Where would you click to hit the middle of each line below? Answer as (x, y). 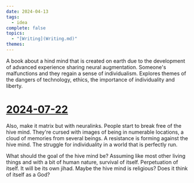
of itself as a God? (28, 174)
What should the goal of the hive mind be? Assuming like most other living (96, 155)
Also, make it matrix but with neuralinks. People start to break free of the (94, 126)
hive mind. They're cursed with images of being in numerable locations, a (95, 132)
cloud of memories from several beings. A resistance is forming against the (97, 138)
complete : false (26, 28)
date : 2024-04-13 (27, 11)
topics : (16, 33)
